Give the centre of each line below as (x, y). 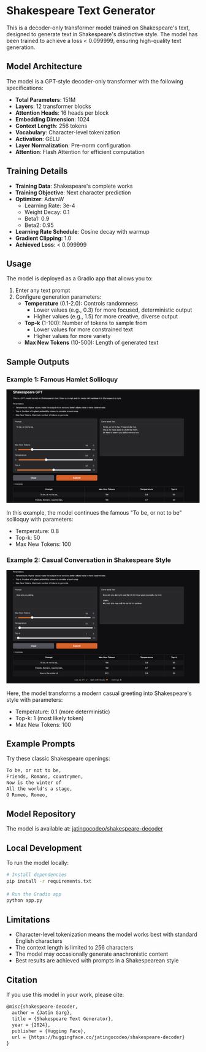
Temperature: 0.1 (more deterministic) (63, 712)
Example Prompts (41, 744)
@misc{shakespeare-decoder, (42, 1007)
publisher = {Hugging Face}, (49, 1031)
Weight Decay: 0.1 (47, 212)
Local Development (44, 848)
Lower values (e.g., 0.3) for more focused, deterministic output (113, 310)
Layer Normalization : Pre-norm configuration (73, 145)
